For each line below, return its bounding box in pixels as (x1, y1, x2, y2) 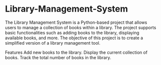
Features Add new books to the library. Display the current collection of (5, 49, 148, 55)
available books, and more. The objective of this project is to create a (5, 35, 143, 41)
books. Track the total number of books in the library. (5, 54, 112, 60)
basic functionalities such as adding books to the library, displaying (5, 30, 140, 35)
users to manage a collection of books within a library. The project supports (5, 24, 157, 30)
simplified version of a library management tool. (5, 40, 101, 46)
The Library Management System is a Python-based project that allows (5, 19, 147, 25)
